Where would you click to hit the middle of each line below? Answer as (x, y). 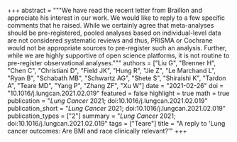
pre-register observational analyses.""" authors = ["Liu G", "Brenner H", (112, 63)
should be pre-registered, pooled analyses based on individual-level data (114, 33)
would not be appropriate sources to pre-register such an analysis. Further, (117, 48)
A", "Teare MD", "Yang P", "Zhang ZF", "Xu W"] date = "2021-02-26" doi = (116, 86)
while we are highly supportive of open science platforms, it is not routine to (118, 55)
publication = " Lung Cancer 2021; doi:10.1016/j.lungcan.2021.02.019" (108, 101)
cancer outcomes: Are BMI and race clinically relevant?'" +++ (97, 131)
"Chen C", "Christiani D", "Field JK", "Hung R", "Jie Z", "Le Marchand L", (112, 71)
